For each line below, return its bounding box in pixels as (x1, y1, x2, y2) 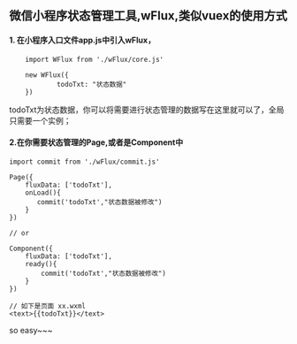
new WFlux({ (25, 70, 69, 80)
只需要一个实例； (9, 115, 72, 126)
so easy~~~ (9, 325, 53, 335)
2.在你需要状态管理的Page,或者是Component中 (9, 137, 184, 148)
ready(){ (25, 259, 57, 268)
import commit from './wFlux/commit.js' (9, 157, 161, 166)
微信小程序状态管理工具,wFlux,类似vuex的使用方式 (9, 8, 288, 24)
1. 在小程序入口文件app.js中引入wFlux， (9, 34, 156, 45)
